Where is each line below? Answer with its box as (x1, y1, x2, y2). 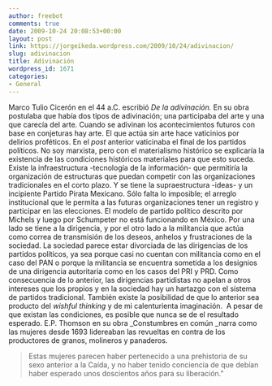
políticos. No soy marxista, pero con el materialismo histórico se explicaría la (8, 145, 265, 155)
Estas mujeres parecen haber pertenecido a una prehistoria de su (28, 351, 248, 361)
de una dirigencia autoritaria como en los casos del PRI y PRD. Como (8, 266, 239, 276)
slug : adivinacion (8, 50, 71, 58)
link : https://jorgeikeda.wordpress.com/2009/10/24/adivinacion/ (8, 42, 234, 50)
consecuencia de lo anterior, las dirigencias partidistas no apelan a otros (8, 275, 252, 284)
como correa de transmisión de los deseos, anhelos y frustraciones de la (8, 232, 253, 241)
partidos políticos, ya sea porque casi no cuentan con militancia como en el (8, 249, 261, 258)
